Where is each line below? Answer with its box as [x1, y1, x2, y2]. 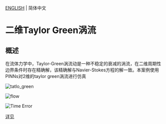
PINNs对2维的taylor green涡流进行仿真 [5, 73, 87, 79]
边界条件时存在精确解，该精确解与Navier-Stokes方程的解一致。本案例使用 [5, 67, 159, 73]
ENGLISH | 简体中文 [5, 5, 47, 11]
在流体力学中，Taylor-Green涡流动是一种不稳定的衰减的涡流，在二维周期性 [5, 61, 161, 66]
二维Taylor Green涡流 [5, 25, 96, 36]
